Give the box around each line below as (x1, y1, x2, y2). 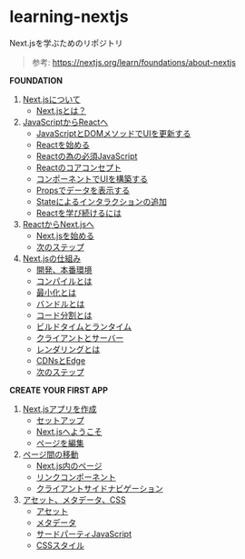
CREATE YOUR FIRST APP (9, 384, 109, 395)
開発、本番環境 (35, 264, 93, 275)
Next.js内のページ (35, 460, 103, 471)
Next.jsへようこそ (35, 425, 103, 437)
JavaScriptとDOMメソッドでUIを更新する (35, 127, 191, 138)
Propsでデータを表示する (35, 185, 130, 195)
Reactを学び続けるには (35, 207, 122, 218)
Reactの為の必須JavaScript (35, 150, 138, 161)
